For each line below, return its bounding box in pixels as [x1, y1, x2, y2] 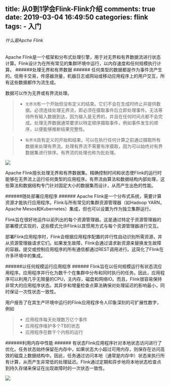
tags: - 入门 [5, 22, 41, 31]
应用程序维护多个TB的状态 [25, 323, 80, 329]
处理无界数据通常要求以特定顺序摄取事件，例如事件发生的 [34, 119, 154, 125]
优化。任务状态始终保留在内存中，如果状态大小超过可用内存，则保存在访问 [5, 346, 160, 352]
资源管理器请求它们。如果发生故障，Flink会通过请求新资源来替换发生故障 [9, 240, 161, 246]
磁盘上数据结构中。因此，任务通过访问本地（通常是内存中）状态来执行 [14, 352, 160, 358]
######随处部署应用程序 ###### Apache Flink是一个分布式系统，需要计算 [5, 193, 162, 199]
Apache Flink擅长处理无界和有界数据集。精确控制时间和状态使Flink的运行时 [5, 169, 162, 176]
